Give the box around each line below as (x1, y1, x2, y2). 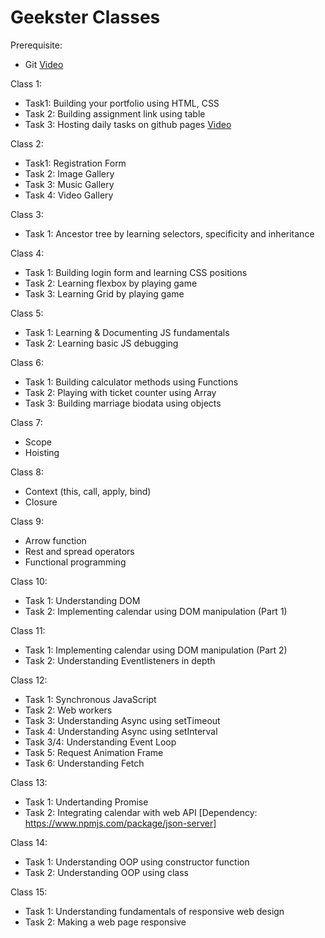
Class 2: (10, 137, 44, 150)
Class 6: (10, 356, 44, 368)
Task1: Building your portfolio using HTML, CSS (24, 97, 220, 109)
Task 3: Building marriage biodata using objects (24, 397, 222, 409)
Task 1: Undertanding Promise (24, 796, 149, 808)
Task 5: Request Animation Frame (24, 746, 164, 758)
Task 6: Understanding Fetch (24, 757, 145, 769)
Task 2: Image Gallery (24, 167, 115, 180)
